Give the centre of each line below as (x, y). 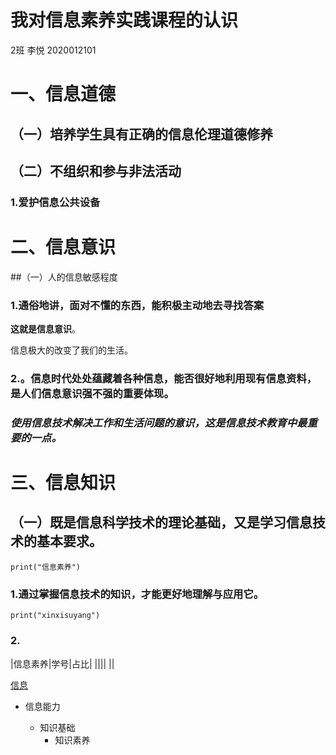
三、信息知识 (63, 483)
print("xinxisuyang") (55, 616)
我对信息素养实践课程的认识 (124, 20)
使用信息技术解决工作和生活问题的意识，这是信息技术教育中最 (159, 423)
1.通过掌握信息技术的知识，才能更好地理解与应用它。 (137, 594)
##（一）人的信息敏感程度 (64, 277)
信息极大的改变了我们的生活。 (71, 350)
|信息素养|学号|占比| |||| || (62, 663)
